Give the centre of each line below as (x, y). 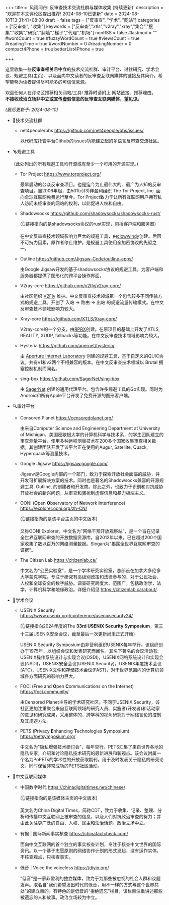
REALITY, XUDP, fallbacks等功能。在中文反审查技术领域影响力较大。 (91, 335)
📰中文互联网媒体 (29, 777)
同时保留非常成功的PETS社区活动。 (65, 766)
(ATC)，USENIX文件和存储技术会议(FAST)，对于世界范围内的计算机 (90, 670)
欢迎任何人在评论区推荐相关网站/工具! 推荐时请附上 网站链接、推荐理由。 (80, 93)
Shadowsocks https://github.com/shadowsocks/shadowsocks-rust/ (90, 213)
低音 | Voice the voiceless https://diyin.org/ (64, 868)
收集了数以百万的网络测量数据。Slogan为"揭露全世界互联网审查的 (92, 544)
